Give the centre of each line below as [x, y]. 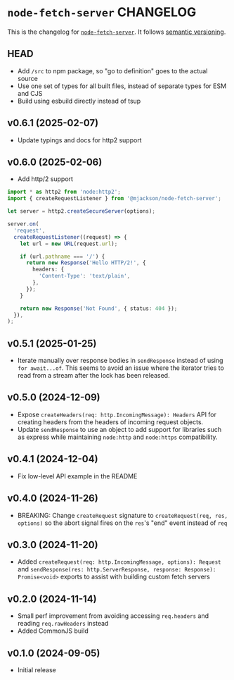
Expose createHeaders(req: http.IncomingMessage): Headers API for [117, 414]
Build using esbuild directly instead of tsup [79, 101]
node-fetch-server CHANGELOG [102, 12]
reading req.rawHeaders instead [63, 624]
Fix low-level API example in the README [77, 476]
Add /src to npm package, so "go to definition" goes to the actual [112, 70]
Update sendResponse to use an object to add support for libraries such [119, 429]
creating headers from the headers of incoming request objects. [110, 422]
